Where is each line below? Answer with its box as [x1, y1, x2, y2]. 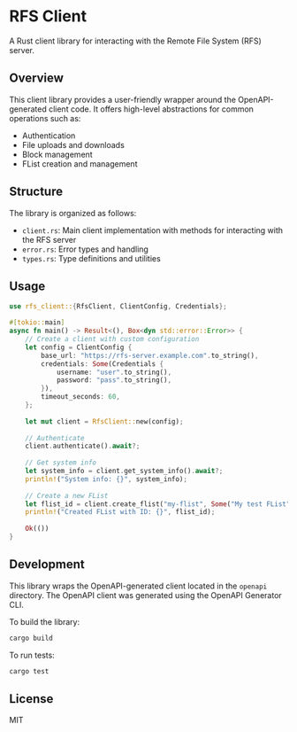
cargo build [9, 634, 53, 642]
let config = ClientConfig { [25, 343, 133, 352]
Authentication [21, 130, 76, 141]
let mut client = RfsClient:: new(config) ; [25, 417, 184, 426]
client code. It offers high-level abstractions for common [48, 104, 255, 114]
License [9, 691, 54, 706]
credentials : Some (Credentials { [41, 359, 164, 369]
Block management [21, 149, 93, 160]
